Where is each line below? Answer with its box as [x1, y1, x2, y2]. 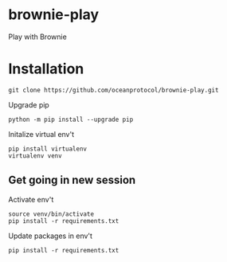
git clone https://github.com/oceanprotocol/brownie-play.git [8, 86, 219, 94]
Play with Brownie [8, 32, 68, 41]
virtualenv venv [8, 151, 62, 160]
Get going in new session [8, 174, 136, 187]
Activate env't [8, 194, 54, 204]
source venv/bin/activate [8, 209, 94, 218]
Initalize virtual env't [8, 129, 75, 139]
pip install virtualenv [8, 145, 88, 153]
